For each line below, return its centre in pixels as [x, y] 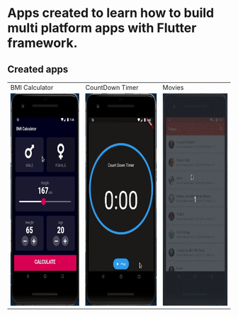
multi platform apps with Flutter [102, 28]
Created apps [38, 69]
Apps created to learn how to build [111, 13]
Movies [173, 87]
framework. [42, 43]
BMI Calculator [32, 87]
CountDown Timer [112, 87]
